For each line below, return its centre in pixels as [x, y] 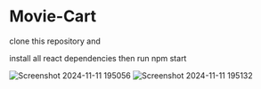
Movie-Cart [53, 16]
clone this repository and [55, 41]
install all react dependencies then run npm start [98, 58]
